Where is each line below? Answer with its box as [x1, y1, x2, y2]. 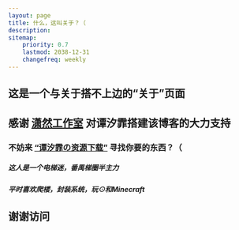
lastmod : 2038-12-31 [22, 48, 90, 56]
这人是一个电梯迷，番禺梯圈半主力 [8, 163, 119, 172]
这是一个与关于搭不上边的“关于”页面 [8, 87, 185, 100]
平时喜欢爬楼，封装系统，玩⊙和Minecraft [8, 184, 145, 194]
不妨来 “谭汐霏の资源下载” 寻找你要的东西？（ [8, 141, 183, 153]
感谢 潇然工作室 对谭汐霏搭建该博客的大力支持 [8, 116, 231, 130]
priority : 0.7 [22, 41, 69, 49]
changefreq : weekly [22, 56, 87, 64]
